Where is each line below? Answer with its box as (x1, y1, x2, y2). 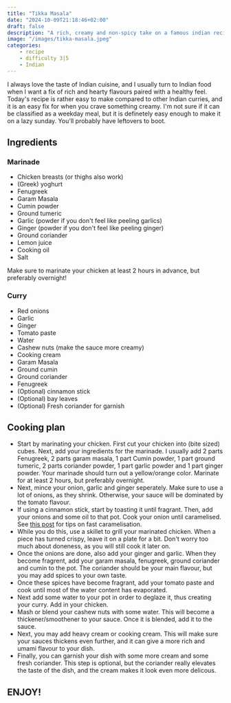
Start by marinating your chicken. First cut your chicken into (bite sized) (16, 440, 220, 448)
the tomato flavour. (16, 498, 71, 506)
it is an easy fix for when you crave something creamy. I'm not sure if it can (7, 102, 220, 110)
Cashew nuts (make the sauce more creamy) (16, 343, 144, 351)
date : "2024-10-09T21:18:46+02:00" (7, 17, 109, 23)
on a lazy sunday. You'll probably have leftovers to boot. (7, 116, 166, 125)
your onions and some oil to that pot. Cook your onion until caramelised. (16, 513, 221, 521)
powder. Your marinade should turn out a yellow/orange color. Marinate (16, 469, 219, 477)
